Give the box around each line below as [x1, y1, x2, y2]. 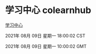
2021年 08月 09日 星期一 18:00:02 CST [5, 32, 85, 38]
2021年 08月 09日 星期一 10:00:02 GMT [5, 43, 87, 49]
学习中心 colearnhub [5, 4, 91, 16]
